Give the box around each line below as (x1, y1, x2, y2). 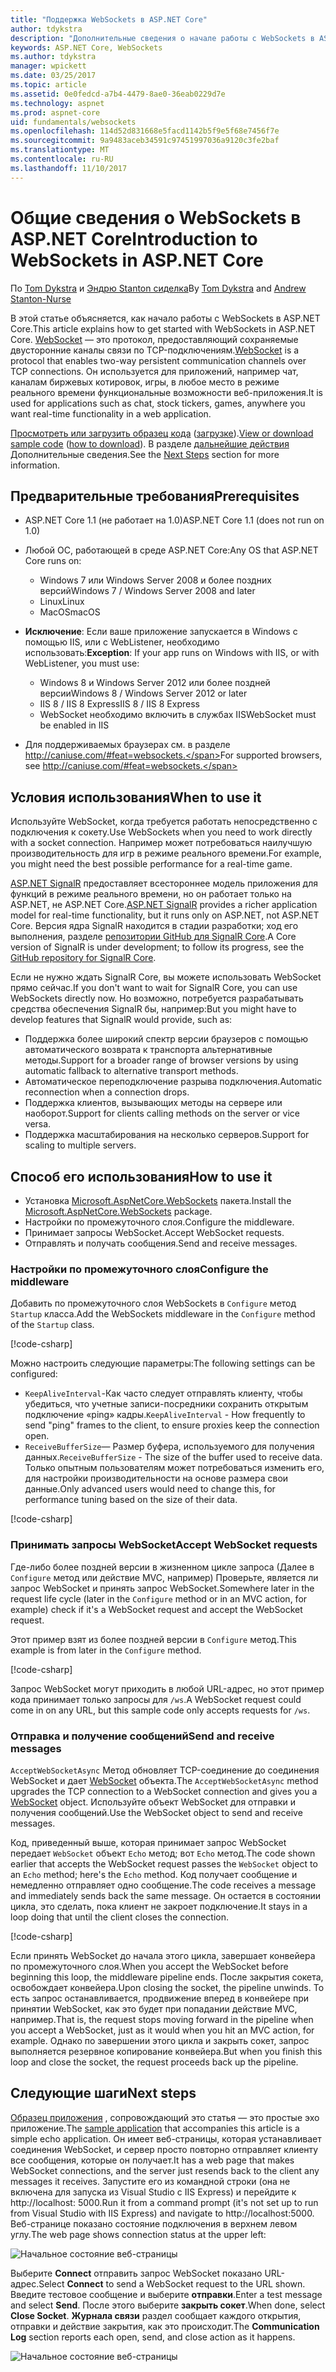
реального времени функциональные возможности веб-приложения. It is (10, 386, 323, 398)
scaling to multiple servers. (24, 1139, 137, 1151)
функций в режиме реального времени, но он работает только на (10, 888, 292, 900)
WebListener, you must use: (24, 657, 140, 670)
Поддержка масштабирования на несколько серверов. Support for (24, 1129, 310, 1141)
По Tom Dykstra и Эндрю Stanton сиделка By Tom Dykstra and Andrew (10, 282, 307, 294)
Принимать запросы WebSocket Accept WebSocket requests (10, 1538, 318, 1552)
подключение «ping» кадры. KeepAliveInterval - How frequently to (24, 1409, 306, 1421)
